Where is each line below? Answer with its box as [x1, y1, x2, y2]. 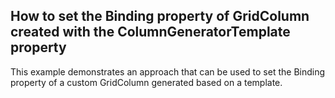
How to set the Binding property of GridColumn [10, 8, 310, 25]
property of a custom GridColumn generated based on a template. [10, 76, 283, 88]
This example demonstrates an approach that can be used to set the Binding [10, 65, 326, 78]
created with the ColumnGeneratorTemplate [10, 24, 291, 41]
